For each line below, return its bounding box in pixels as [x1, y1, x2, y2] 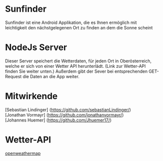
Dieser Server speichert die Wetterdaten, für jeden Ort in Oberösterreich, [5, 58, 152, 64]
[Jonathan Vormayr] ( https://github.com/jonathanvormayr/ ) [5, 112, 124, 118]
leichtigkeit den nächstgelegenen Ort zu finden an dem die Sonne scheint [5, 24, 153, 30]
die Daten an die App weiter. [22, 73, 80, 79]
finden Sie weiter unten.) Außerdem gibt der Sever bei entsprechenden [5, 68, 148, 74]
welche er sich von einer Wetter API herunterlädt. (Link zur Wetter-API [5, 63, 146, 69]
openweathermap [5, 150, 41, 156]
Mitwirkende [5, 91, 58, 102]
